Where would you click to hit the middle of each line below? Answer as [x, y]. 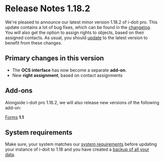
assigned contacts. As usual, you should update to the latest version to [76, 38]
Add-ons [19, 91]
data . [10, 155]
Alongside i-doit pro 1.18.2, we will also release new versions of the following [82, 102]
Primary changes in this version [55, 58]
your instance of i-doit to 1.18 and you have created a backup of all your [77, 149]
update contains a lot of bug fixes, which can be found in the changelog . [78, 27]
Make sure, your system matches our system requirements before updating [81, 144]
